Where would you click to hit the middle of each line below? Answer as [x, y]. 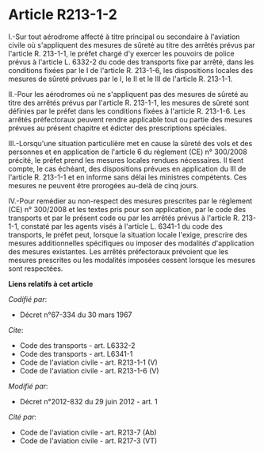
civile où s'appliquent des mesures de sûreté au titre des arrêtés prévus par [132, 44]
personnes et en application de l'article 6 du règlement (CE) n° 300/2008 [128, 152]
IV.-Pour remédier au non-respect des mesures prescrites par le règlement [130, 201]
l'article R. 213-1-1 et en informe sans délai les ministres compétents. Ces [128, 177]
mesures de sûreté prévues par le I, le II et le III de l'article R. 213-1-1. [121, 79]
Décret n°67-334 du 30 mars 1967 [76, 315]
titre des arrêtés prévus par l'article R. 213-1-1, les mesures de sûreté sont [129, 102]
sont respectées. [36, 268]
